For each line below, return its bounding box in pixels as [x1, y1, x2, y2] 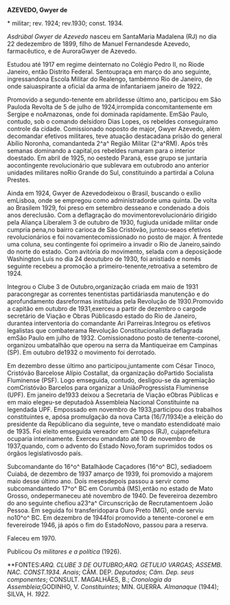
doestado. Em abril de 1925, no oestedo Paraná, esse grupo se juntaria [7, 154, 207, 162]
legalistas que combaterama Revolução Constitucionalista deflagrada [7, 326, 203, 334]
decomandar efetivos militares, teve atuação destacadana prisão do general [7, 132, 222, 140]
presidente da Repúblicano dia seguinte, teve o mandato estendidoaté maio [7, 420, 221, 428]
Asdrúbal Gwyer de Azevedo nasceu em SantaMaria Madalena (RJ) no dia [7, 32, 217, 41]
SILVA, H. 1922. [7, 590, 50, 598]
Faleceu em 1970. [7, 534, 57, 542]
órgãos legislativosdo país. [7, 449, 83, 457]
